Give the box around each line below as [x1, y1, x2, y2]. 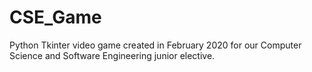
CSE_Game [9, 6, 102, 29]
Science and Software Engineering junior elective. [9, 49, 216, 61]
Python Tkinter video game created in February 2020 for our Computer [9, 39, 302, 51]
